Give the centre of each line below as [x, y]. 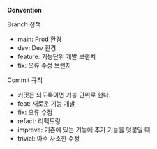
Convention [24, 10]
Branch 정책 [24, 24]
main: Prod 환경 [39, 39]
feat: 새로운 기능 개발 [46, 103]
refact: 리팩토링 [39, 121]
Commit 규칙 [25, 80]
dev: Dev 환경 [37, 48]
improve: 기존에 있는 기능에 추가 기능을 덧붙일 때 [84, 130]
